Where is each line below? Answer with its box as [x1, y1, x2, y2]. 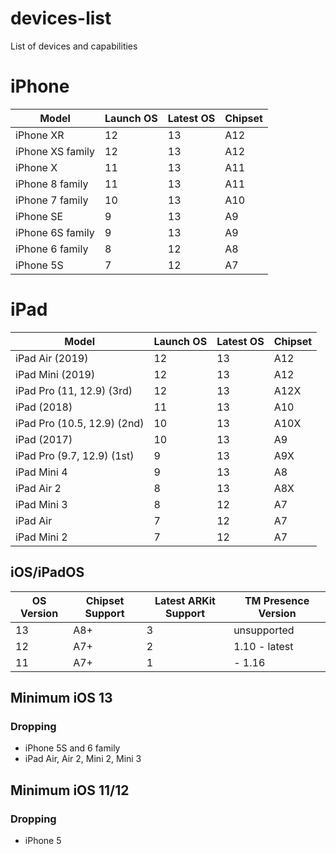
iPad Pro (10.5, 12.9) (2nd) [15, 416, 145, 430]
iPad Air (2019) [15, 351, 89, 365]
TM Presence [244, 593, 310, 607]
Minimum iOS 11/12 [10, 782, 130, 799]
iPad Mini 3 [15, 497, 68, 511]
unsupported [233, 623, 295, 637]
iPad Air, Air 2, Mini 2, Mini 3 [24, 753, 142, 765]
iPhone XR [15, 128, 65, 142]
